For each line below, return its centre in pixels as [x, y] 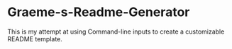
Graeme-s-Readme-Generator [99, 12]
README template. [35, 38]
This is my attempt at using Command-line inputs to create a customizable [116, 31]
